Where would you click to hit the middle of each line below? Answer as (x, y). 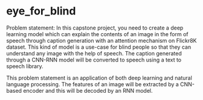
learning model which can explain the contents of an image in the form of (97, 34)
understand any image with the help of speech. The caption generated (94, 53)
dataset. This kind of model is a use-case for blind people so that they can (99, 47)
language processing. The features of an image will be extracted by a (93, 84)
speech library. (25, 66)
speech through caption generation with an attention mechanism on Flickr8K (101, 40)
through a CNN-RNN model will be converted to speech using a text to (94, 60)
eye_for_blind (41, 11)
